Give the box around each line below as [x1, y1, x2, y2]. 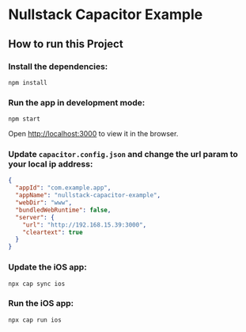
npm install [8, 78, 47, 86]
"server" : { [15, 213, 55, 221]
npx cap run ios [8, 315, 62, 324]
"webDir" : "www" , [15, 199, 73, 207]
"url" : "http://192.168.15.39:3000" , [22, 220, 147, 229]
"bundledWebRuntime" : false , [15, 206, 112, 214]
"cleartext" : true [22, 228, 83, 236]
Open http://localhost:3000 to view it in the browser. [8, 129, 179, 139]
